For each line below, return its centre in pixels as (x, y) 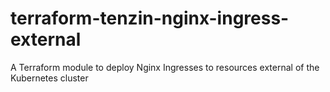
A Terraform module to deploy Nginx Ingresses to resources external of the (165, 67)
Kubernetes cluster (49, 78)
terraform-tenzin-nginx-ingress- (150, 18)
